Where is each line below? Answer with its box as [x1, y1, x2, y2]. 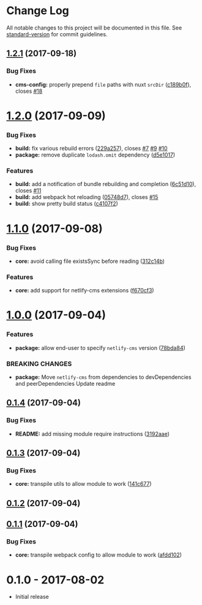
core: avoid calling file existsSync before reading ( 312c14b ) [15, 257, 165, 265]
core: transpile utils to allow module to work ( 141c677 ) [15, 480, 152, 488]
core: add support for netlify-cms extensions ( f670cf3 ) [15, 287, 154, 294]
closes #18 [15, 87, 43, 95]
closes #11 [15, 187, 42, 194]
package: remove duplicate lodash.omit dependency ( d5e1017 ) [15, 151, 176, 158]
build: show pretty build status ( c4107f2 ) [15, 200, 118, 208]
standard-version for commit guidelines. [6, 30, 108, 37]
